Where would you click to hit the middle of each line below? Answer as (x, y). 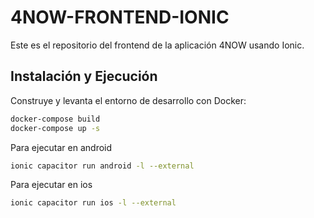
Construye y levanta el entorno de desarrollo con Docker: (128, 100)
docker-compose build (55, 119)
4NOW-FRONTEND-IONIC (120, 17)
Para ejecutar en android (61, 147)
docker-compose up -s (55, 128)
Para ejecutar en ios (51, 185)
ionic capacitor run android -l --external (102, 166)
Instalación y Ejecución (84, 76)
